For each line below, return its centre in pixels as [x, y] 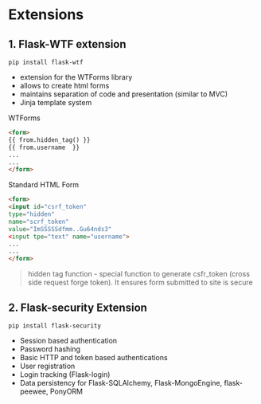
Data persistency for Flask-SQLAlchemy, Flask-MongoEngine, [121, 382]
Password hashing [50, 349]
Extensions [46, 15]
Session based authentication [68, 340]
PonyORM [66, 391]
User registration [47, 366]
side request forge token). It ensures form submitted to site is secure [140, 282]
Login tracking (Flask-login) [65, 374]
